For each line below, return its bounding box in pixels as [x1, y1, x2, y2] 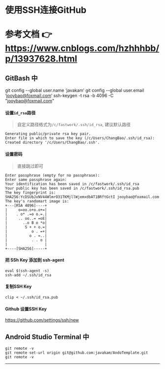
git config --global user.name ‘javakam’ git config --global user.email [5, 87, 144, 94]
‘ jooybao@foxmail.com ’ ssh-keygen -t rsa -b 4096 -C [5, 93, 114, 99]
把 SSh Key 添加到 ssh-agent [5, 257, 65, 263]
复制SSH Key [5, 284, 32, 290]
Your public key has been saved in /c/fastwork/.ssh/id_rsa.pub [5, 186, 139, 191]
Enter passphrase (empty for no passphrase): [5, 173, 100, 178]
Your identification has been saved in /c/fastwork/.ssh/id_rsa [5, 181, 139, 186]
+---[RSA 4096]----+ [5, 203, 48, 208]
